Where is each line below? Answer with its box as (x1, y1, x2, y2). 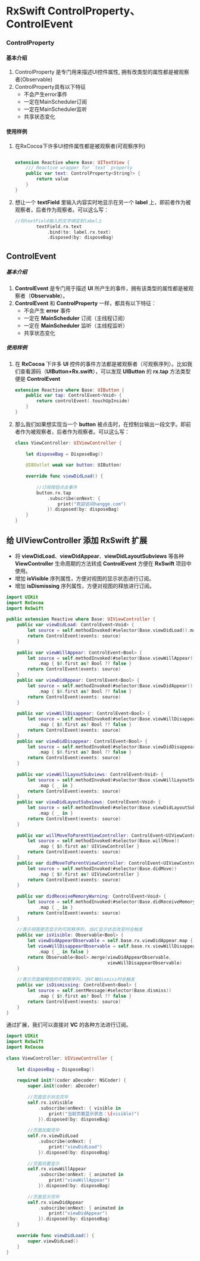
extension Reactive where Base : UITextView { (14, 159, 130, 166)
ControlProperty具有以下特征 (14, 83, 86, 91)
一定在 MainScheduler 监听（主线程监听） (23, 322, 128, 329)
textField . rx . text (36, 223, 82, 229)
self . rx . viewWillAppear (27, 1166, 86, 1172)
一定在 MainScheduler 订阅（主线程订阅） (23, 314, 128, 321)
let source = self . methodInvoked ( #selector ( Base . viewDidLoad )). (27, 628, 190, 633)
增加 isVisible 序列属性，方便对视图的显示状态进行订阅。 (14, 574, 155, 582)
